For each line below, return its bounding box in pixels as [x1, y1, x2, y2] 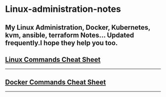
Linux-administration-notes [5, 3, 121, 15]
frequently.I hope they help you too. [5, 39, 118, 47]
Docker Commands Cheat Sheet [5, 78, 106, 86]
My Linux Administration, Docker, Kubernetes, [5, 23, 151, 32]
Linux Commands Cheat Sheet [5, 55, 101, 64]
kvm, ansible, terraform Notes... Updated [5, 31, 134, 39]
